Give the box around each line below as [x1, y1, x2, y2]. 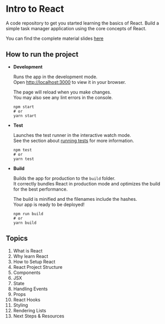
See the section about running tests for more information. [13, 137, 134, 144]
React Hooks [13, 296, 40, 303]
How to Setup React [13, 259, 56, 265]
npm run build [13, 211, 43, 216]
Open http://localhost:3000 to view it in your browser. [13, 79, 127, 85]
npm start [13, 104, 35, 109]
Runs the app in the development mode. [13, 74, 98, 80]
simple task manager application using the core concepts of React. [6, 25, 147, 31]
